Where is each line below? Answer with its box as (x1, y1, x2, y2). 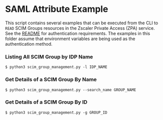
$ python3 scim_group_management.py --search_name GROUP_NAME (5, 87, 136, 92)
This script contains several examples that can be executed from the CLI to (5, 20, 159, 26)
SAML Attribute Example (5, 3, 109, 15)
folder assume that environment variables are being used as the (5, 36, 135, 42)
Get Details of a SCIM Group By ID (5, 99, 88, 106)
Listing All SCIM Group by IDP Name (5, 53, 93, 60)
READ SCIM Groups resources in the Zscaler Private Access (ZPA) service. (5, 25, 155, 31)
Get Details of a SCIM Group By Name (5, 76, 97, 83)
